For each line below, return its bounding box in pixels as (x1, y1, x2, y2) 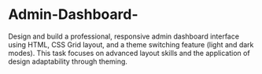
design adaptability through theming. (8, 57, 128, 66)
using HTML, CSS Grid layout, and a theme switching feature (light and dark (8, 39, 254, 49)
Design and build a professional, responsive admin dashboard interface (8, 31, 240, 41)
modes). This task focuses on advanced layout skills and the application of (8, 48, 250, 57)
